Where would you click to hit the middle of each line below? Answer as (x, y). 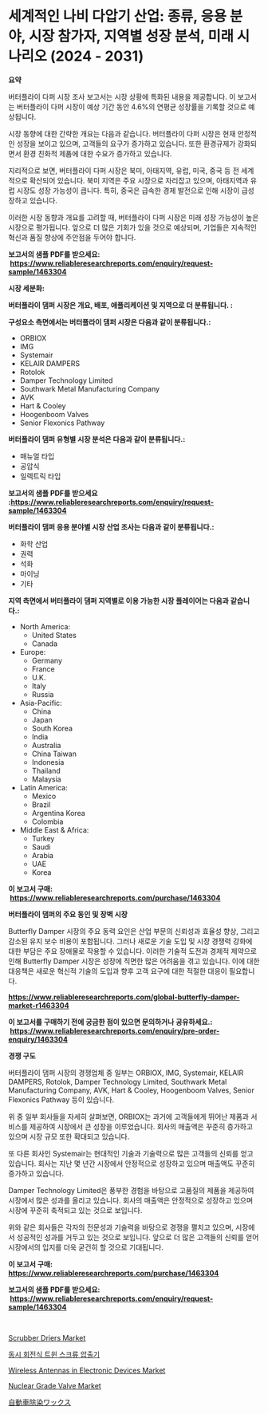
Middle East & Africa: (54, 829)
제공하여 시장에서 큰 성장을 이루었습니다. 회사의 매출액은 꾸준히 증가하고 (141, 1126)
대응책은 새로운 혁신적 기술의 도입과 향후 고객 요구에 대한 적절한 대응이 (118, 971)
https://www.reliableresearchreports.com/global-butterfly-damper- (124, 997)
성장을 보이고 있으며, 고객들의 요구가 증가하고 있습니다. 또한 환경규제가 (126, 144)
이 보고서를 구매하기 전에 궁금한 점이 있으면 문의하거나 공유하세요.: (110, 1022)
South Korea (52, 728)
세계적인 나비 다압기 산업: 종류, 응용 (118, 16)
